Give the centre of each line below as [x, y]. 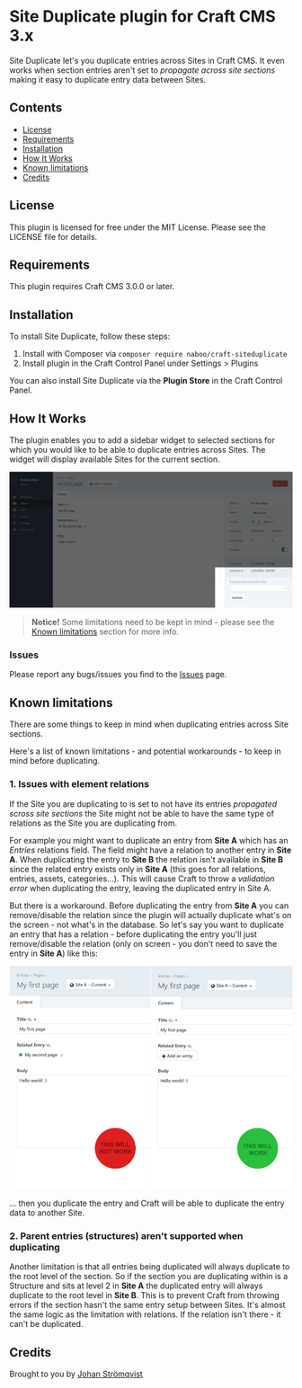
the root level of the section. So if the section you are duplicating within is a [149, 1277]
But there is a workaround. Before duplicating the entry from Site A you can [149, 906]
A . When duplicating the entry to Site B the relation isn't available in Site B [146, 859]
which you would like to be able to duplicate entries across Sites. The [138, 450]
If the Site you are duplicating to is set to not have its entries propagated [143, 804]
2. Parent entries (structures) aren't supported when [126, 1236]
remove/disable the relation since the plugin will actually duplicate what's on [151, 915]
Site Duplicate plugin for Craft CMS [142, 17]
